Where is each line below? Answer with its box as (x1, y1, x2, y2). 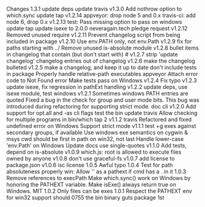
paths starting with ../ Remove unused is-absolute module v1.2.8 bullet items (6, 44, 199, 51)
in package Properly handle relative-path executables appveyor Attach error (6, 70, 198, 77)
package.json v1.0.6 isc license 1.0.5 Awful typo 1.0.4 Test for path (6, 162, 173, 168)
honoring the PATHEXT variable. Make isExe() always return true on (6, 181, 176, 188)
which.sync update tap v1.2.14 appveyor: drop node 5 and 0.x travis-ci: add (6, 12, 196, 19)
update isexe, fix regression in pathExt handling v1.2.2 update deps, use (6, 83, 188, 91)
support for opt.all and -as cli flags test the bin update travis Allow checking (6, 110, 198, 116)
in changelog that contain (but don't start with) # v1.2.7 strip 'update (6, 51, 179, 58)
